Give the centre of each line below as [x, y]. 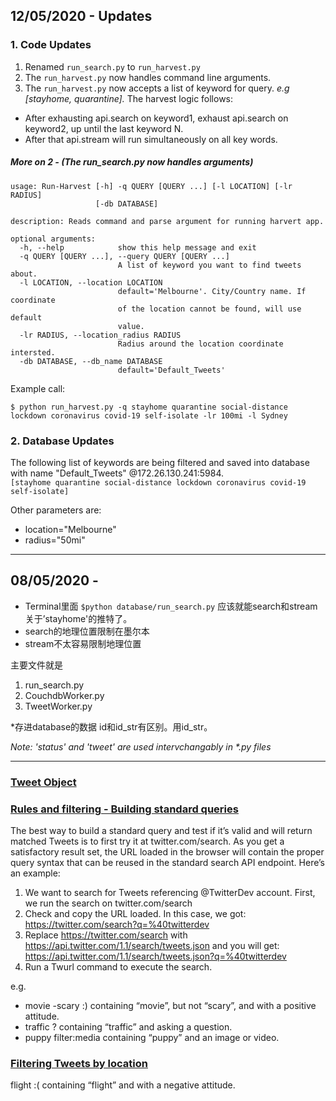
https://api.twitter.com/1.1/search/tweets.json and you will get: [152, 945]
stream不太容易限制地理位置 [83, 643]
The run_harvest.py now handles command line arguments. [148, 77]
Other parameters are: [56, 510]
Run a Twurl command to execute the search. [118, 966]
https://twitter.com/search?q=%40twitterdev [117, 924]
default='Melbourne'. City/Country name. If [212, 291]
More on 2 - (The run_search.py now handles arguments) [132, 162]
